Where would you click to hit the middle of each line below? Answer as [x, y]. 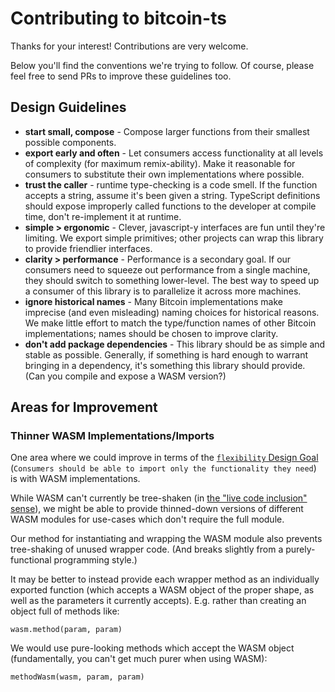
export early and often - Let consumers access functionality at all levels [174, 153]
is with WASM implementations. [75, 479]
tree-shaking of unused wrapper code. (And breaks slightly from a [147, 549]
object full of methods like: [65, 611]
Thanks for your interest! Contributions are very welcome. [129, 46]
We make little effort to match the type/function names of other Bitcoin [170, 323]
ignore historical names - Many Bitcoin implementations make [153, 301]
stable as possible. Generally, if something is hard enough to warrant [166, 354]
